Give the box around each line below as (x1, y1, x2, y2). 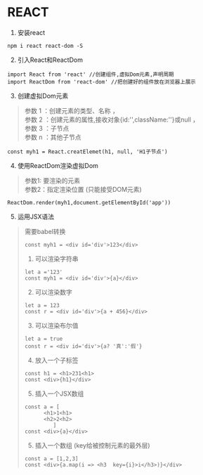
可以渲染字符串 (34, 254, 79, 263)
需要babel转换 (24, 227, 66, 235)
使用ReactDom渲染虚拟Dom (17, 161, 98, 169)
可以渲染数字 (34, 287, 72, 296)
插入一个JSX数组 (34, 389, 84, 398)
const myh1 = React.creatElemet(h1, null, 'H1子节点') (7, 148, 168, 155)
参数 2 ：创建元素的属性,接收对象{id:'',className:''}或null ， (24, 115, 199, 124)
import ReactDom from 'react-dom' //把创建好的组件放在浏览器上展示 (7, 78, 196, 85)
